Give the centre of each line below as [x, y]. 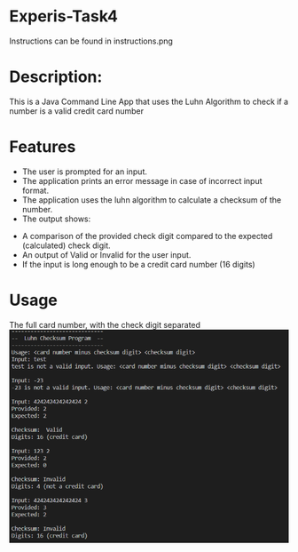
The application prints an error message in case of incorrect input [142, 180]
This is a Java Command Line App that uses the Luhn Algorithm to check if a [149, 101]
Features [43, 147]
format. [35, 190]
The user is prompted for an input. [85, 172]
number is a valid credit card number [77, 111]
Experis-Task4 [63, 16]
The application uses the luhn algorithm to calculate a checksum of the [152, 200]
